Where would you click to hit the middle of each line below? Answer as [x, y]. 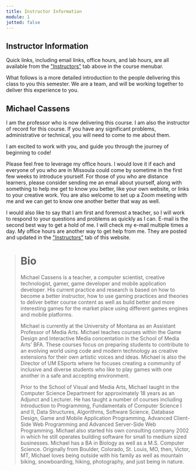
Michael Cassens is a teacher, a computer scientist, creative [92, 277]
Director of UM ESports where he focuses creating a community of [101, 363]
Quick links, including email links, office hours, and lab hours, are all [87, 60]
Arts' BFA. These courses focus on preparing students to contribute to [105, 344]
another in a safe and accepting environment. [75, 376]
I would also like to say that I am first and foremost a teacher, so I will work [95, 212]
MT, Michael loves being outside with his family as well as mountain [101, 455]
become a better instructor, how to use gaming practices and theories [104, 295]
